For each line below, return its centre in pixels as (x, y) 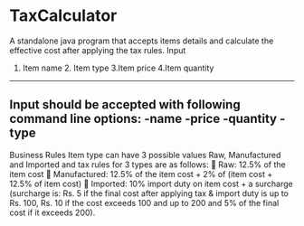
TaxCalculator (63, 16)
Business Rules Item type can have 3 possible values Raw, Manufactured (145, 155)
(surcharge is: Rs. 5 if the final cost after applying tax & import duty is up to (149, 193)
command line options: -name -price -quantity (143, 119)
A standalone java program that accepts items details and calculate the (142, 41)
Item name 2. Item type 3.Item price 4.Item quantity (118, 68)
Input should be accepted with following (125, 105)
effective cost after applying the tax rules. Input (98, 50)
